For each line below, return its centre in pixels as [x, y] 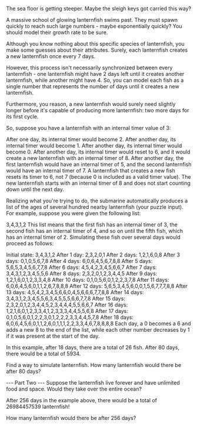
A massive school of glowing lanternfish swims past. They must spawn [92, 20]
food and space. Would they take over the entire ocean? [74, 389]
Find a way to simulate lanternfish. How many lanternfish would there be [94, 365]
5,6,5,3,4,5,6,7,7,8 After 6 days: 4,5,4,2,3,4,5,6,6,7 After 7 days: [81, 267]
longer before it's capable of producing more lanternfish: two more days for [98, 110]
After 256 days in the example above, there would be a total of [82, 400]
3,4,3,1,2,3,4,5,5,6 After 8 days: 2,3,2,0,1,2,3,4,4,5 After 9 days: [82, 273]
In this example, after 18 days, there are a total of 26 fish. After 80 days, [93, 347]
